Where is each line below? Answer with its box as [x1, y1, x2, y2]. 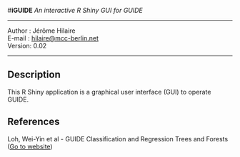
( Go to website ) [7, 142, 53, 151]
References [7, 116, 60, 128]
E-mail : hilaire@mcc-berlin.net [7, 34, 99, 42]
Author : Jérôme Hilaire [7, 26, 76, 35]
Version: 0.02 [7, 42, 47, 50]
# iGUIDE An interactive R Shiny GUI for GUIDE [7, 6, 143, 14]
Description [7, 69, 61, 81]
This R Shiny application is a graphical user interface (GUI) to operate [7, 87, 211, 96]
